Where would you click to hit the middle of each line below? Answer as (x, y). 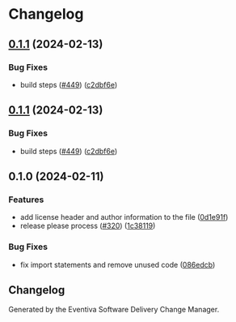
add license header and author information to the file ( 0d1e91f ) (124, 217)
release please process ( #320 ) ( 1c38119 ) (88, 226)
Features (26, 200)
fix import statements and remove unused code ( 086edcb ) (118, 264)
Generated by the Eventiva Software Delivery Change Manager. (114, 310)
